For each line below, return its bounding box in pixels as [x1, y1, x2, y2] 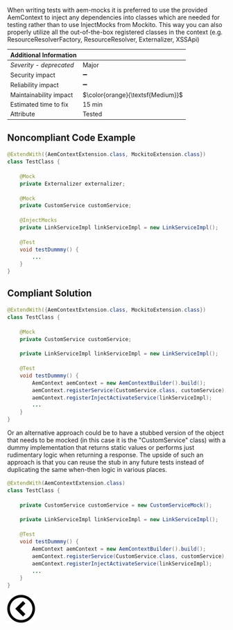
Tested [82, 110, 103, 118]
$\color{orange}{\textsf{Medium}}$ [82, 90, 184, 99]
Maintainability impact [10, 90, 74, 99]
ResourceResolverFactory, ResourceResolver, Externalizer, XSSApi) [7, 35, 200, 44]
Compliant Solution [7, 287, 92, 299]
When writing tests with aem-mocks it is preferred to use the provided [7, 6, 208, 14]
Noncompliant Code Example [7, 132, 136, 143]
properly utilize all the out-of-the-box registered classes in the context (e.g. [7, 28, 223, 36]
